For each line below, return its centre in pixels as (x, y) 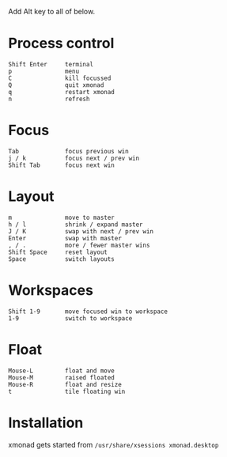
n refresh (49, 99)
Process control (61, 43)
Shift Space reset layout (58, 252)
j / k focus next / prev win (74, 158)
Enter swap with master (65, 238)
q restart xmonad (61, 92)
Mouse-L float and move (61, 371)
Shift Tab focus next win (61, 165)
